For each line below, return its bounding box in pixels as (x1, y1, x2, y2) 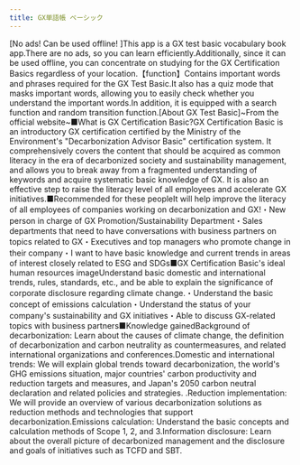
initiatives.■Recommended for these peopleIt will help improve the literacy (9, 193, 286, 204)
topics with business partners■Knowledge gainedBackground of (9, 320, 250, 330)
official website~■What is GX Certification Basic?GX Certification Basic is (9, 116, 284, 127)
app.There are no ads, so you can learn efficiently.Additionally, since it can (9, 47, 286, 59)
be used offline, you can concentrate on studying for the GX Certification (9, 57, 280, 68)
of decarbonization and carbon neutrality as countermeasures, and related (9, 339, 286, 350)
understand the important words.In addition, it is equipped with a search (9, 97, 277, 108)
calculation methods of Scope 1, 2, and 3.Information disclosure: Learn (9, 425, 272, 436)
